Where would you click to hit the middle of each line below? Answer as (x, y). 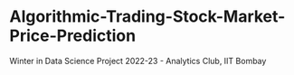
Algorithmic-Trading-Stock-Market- (147, 17)
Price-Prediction (73, 36)
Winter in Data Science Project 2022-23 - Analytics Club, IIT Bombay (138, 61)
